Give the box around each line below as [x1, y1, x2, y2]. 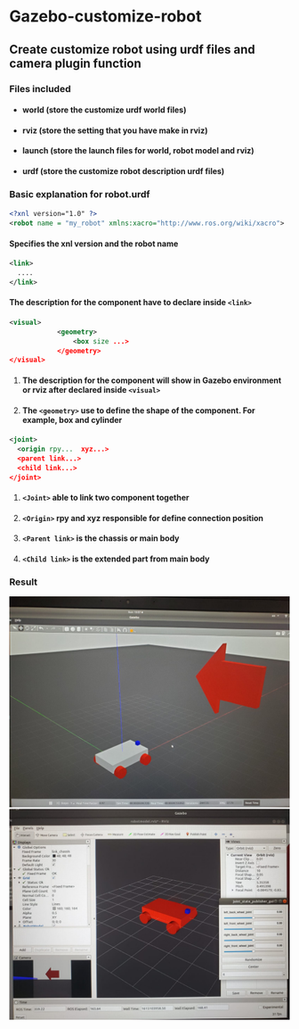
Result [9, 576, 38, 588]
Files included [9, 82, 71, 95]
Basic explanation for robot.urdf [9, 187, 150, 200]
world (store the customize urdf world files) [21, 104, 187, 115]
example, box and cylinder [21, 414, 123, 425]
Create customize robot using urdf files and [9, 42, 255, 57]
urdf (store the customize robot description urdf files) [21, 165, 225, 176]
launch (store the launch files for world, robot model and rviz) [21, 145, 255, 156]
